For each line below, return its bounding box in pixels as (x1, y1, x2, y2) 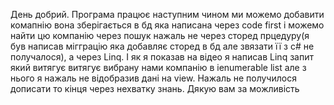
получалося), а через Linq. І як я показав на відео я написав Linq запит (10, 51, 314, 63)
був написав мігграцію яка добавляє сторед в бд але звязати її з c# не (10, 40, 315, 52)
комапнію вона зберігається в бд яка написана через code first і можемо (10, 19, 325, 31)
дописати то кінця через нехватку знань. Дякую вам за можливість (10, 83, 300, 94)
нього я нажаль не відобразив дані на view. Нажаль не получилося (10, 72, 297, 84)
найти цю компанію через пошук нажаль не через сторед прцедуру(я (10, 30, 310, 41)
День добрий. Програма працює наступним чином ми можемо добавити (10, 9, 325, 20)
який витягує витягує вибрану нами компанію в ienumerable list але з (10, 62, 307, 73)
